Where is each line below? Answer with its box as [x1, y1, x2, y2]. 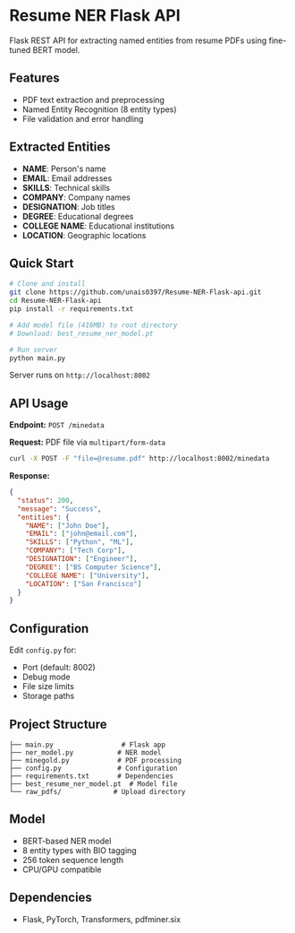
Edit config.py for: [9, 644, 77, 655]
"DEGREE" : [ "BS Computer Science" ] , [25, 562, 163, 572]
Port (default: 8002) [21, 662, 96, 673]
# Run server [9, 345, 58, 354]
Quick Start [9, 255, 74, 271]
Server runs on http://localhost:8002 [9, 369, 150, 381]
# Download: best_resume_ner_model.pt [9, 329, 154, 338]
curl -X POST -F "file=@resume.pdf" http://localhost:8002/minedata [9, 454, 270, 463]
